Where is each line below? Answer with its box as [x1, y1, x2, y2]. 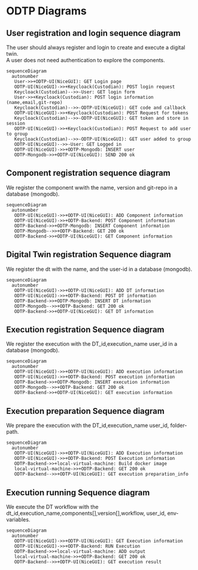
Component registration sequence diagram [6, 168, 170, 178]
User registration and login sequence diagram [6, 28, 181, 38]
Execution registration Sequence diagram [6, 325, 165, 335]
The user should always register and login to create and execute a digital [6, 44, 185, 51]
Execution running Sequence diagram [6, 487, 150, 498]
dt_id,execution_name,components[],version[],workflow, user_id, [6, 510, 166, 517]
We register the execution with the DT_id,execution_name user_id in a [6, 340, 178, 348]
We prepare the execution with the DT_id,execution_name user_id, [6, 422, 169, 429]
